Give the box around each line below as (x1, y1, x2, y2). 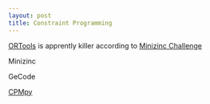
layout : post (8, 11, 52, 20)
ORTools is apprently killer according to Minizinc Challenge (8, 40, 202, 50)
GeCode (8, 71, 36, 81)
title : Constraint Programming (8, 19, 113, 27)
